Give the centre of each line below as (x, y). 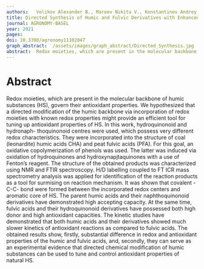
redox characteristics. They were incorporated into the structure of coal (96, 137)
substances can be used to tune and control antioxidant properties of (93, 254)
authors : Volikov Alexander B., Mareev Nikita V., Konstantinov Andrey (102, 12)
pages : (15, 35)
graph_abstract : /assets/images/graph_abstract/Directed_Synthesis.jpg (100, 46)
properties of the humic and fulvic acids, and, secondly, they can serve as (99, 240)
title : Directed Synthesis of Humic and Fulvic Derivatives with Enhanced (103, 18)
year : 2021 (20, 29)
